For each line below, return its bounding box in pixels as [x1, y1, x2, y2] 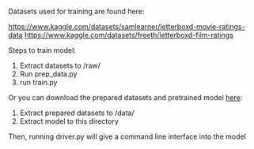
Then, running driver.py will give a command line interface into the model [8, 132, 247, 141]
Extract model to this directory [19, 117, 119, 125]
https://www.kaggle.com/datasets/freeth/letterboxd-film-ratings [24, 31, 233, 39]
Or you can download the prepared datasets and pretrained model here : [8, 93, 243, 102]
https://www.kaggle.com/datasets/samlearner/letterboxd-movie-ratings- [8, 22, 245, 31]
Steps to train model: [8, 46, 77, 54]
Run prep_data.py [19, 69, 78, 78]
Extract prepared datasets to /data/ [19, 108, 135, 117]
